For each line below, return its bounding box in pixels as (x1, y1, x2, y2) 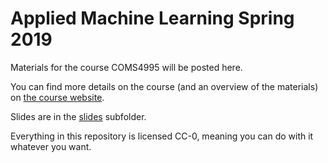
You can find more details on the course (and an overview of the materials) (10, 80, 319, 92)
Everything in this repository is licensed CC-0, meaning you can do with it (10, 130, 314, 142)
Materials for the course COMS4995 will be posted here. (10, 61, 243, 73)
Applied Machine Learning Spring (10, 7, 295, 30)
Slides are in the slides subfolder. (10, 110, 147, 122)
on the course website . (10, 91, 105, 103)
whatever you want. (10, 140, 92, 152)
